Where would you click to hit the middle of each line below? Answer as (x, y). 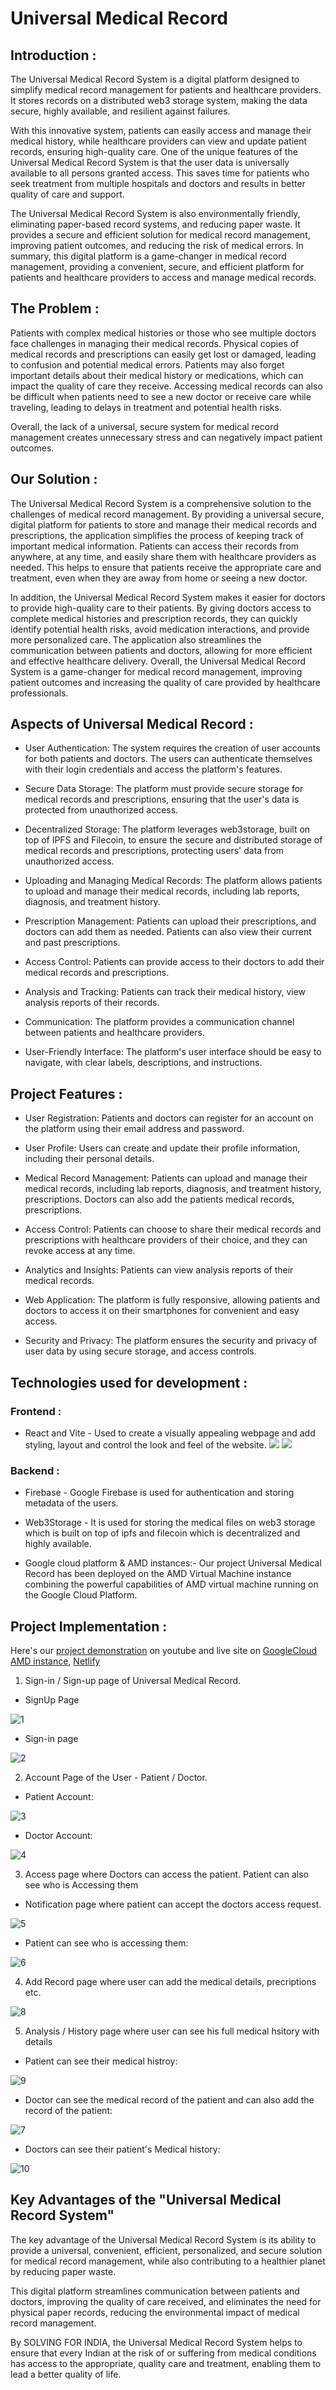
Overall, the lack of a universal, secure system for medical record (144, 426)
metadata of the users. (71, 1503)
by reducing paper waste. (63, 2271)
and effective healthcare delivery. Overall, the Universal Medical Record (158, 661)
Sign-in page (51, 1739)
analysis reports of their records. (92, 1003)
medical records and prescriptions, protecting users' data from (154, 851)
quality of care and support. (67, 194)
